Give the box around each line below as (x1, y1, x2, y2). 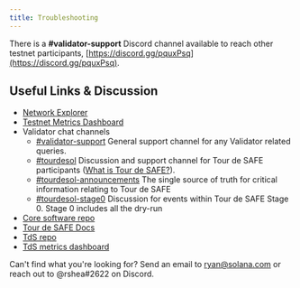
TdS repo (22, 232, 57, 243)
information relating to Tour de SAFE (35, 184, 171, 195)
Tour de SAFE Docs (22, 222, 95, 233)
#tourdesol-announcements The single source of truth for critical (35, 174, 277, 185)
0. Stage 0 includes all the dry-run (35, 203, 163, 214)
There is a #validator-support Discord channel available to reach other (9, 38, 274, 49)
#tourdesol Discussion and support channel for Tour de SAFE (35, 155, 264, 166)
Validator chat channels (22, 126, 111, 137)
